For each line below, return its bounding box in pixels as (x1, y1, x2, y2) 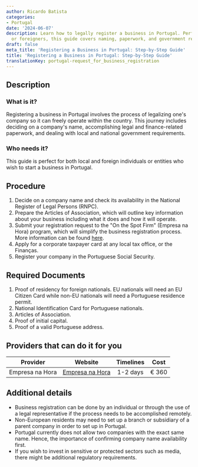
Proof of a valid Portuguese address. (14, 324, 104, 331)
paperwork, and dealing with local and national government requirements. (6, 130, 186, 137)
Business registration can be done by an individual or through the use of (14, 403, 190, 410)
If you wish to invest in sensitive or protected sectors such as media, (14, 448, 181, 455)
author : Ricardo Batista (6, 8, 67, 15)
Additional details (6, 388, 72, 398)
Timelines (115, 358, 145, 366)
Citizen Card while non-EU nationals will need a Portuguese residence (14, 292, 185, 300)
